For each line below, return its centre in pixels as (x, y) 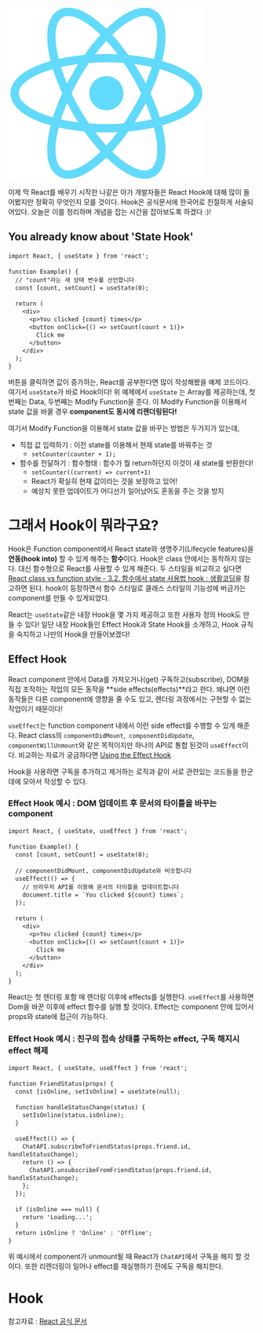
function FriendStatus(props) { (61, 1084)
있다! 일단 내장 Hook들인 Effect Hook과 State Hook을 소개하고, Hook (132, 624)
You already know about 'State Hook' (101, 237)
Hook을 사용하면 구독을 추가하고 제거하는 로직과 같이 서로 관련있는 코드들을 (124, 771)
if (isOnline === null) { (58, 1210)
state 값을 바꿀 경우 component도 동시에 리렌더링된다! (93, 411)
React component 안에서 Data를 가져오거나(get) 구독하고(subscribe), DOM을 (129, 679)
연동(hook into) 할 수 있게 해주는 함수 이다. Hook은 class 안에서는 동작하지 (122, 558)
